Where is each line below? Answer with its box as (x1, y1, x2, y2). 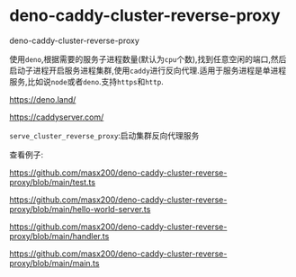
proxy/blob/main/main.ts (9, 257, 100, 268)
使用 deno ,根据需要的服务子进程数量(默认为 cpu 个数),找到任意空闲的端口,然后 (9, 53, 287, 64)
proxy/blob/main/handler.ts (9, 230, 110, 241)
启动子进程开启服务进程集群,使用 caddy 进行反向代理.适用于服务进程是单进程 (9, 65, 286, 76)
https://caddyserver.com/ (9, 112, 104, 122)
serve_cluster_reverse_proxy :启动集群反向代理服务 (9, 130, 200, 140)
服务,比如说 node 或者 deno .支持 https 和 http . (9, 76, 164, 86)
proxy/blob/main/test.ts (9, 176, 96, 187)
